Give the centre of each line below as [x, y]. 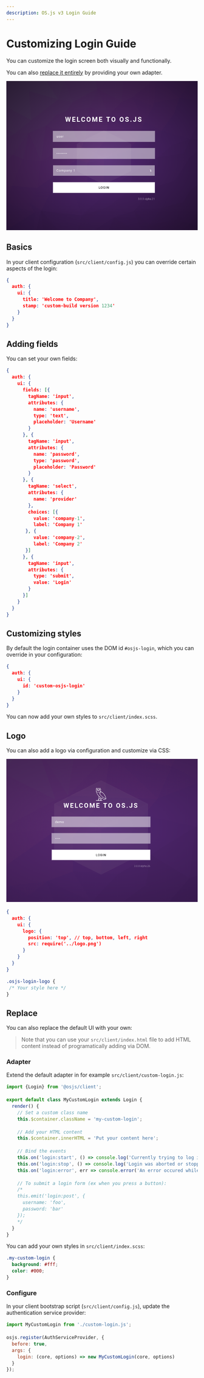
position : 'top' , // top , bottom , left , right [88, 937]
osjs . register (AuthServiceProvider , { [55, 1338]
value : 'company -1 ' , [59, 518]
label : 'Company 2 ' [58, 544]
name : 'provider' [55, 499]
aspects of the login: [32, 268]
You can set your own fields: [42, 358]
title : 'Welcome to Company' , [60, 299]
